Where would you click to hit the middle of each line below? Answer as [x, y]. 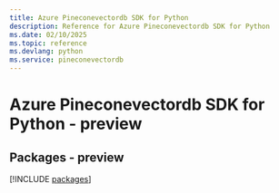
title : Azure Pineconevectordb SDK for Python [99, 18]
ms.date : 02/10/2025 [49, 34]
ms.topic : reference [49, 43]
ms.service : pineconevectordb [67, 60]
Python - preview [76, 124]
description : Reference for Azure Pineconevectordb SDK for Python [140, 26]
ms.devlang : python [46, 52]
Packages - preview [67, 157]
